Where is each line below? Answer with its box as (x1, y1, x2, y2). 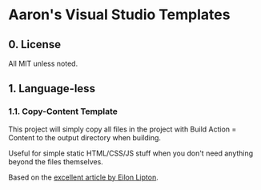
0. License (8, 38, 62, 51)
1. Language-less (8, 82, 96, 95)
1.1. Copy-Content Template (8, 106, 118, 117)
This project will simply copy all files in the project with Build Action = (8, 124, 237, 134)
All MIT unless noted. (8, 59, 78, 68)
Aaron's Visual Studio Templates (8, 6, 231, 24)
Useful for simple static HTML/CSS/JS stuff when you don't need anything (8, 148, 254, 158)
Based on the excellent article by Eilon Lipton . (8, 172, 159, 182)
